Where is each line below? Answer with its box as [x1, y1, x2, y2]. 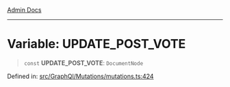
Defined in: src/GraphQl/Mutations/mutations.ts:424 [7, 72, 154, 80]
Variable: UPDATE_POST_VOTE [7, 36, 186, 52]
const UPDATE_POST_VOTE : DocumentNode [23, 58, 144, 67]
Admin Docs [7, 6, 42, 14]
